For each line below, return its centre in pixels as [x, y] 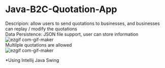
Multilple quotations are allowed [39, 45]
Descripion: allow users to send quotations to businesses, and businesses [82, 23]
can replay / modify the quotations [41, 28]
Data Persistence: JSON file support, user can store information [72, 34]
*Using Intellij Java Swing [32, 60]
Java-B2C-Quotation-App [61, 9]
